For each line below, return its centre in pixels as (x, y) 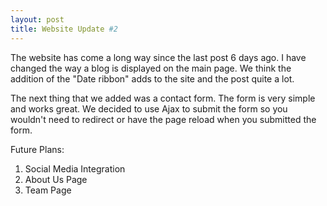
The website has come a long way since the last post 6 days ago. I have (158, 57)
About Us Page (56, 179)
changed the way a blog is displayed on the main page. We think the (151, 68)
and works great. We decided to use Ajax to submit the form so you (149, 108)
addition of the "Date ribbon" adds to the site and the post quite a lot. (152, 78)
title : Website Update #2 (64, 29)
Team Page (48, 190)
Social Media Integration (75, 168)
